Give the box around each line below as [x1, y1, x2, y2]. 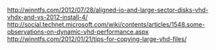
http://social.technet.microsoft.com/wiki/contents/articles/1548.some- [7, 21, 206, 28]
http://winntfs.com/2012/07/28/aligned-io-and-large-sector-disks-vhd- [7, 6, 209, 14]
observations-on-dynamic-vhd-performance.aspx [7, 27, 149, 36]
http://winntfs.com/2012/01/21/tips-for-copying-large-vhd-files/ [7, 35, 187, 43]
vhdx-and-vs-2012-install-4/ [7, 13, 88, 21]
